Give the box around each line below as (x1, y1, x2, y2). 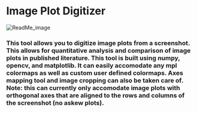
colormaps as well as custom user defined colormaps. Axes (6, 69, 184, 77)
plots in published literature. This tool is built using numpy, (6, 54, 180, 62)
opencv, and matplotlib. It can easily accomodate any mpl (6, 61, 177, 69)
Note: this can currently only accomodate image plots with (6, 84, 181, 92)
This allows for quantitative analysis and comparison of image (6, 46, 191, 54)
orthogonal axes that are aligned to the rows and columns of (6, 91, 185, 99)
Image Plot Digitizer (6, 4, 106, 18)
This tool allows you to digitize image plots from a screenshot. (6, 39, 190, 47)
